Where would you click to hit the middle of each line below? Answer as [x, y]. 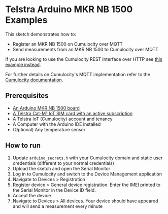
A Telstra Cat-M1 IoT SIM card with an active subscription [73, 113]
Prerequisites [27, 96]
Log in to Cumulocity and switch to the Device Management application [87, 174]
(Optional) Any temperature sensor [49, 129]
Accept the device [32, 195]
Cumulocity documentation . [34, 80]
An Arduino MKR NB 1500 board [46, 108]
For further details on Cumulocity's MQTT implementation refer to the [78, 74]
